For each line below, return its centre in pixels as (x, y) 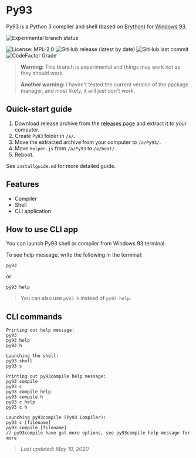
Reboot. (24, 154)
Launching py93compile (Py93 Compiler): (56, 417)
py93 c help (21, 402)
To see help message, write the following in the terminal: (74, 255)
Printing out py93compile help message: (56, 376)
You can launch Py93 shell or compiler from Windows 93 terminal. (86, 244)
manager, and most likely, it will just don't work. (78, 90)
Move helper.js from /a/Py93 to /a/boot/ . (65, 148)
